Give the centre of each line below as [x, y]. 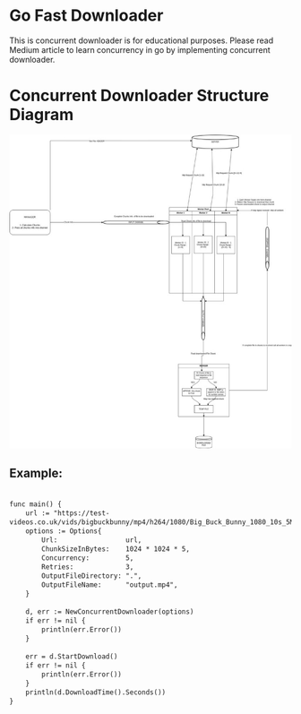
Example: [36, 473]
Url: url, [92, 540]
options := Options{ [64, 531]
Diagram [42, 115]
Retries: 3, [88, 567]
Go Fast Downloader [86, 16]
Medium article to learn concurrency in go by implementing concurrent [140, 49]
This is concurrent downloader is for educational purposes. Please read [142, 40]
